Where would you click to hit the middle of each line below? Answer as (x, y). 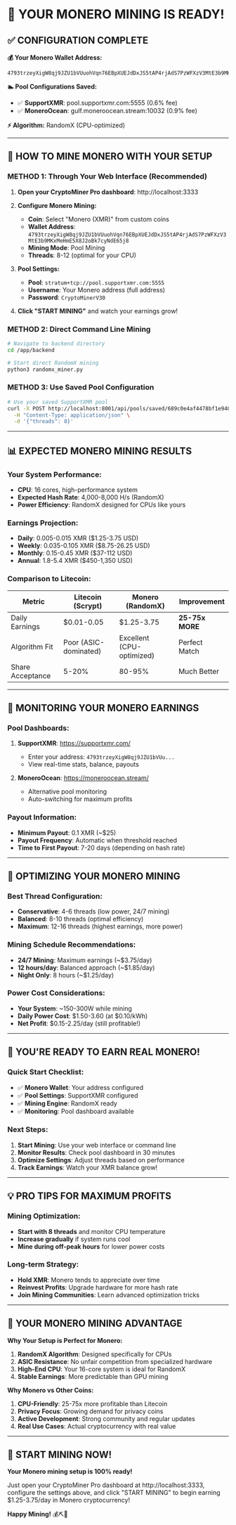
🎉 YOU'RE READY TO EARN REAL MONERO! (104, 1052)
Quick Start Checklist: (46, 1072)
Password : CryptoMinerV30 (66, 297)
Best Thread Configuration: (55, 896)
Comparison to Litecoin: (49, 579)
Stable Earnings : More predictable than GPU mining (93, 1376)
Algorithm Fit (32, 647)
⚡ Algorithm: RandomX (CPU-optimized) (66, 125)
